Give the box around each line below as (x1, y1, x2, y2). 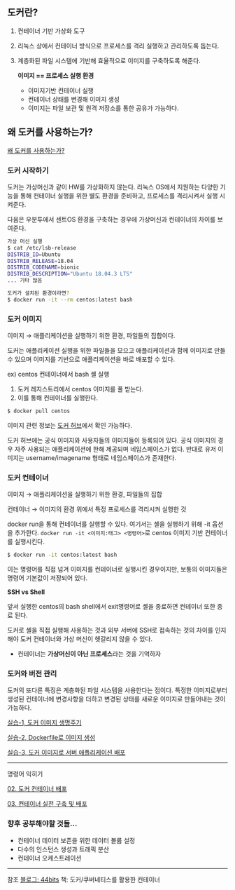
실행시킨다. (14, 537, 45, 546)
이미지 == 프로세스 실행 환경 (17, 71, 94, 79)
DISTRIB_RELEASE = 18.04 (7, 257, 73, 264)
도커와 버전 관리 (7, 669, 57, 679)
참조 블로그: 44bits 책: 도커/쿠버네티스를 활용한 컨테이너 (7, 875, 161, 884)
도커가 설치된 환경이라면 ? (7, 290, 70, 297)
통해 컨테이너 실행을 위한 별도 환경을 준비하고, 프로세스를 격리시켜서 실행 (20, 191, 218, 200)
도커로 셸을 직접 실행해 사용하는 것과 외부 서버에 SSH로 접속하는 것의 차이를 (7, 626, 213, 635)
